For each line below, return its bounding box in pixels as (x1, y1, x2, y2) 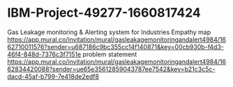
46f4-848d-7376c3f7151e (7, 50, 82, 58)
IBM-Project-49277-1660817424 (7, 5, 201, 21)
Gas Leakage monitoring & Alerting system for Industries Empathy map (7, 28, 211, 36)
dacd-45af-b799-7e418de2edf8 (7, 72, 100, 81)
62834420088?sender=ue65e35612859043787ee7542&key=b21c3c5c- (7, 65, 216, 73)
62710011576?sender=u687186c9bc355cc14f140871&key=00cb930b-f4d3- (7, 42, 225, 51)
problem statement (82, 50, 137, 58)
